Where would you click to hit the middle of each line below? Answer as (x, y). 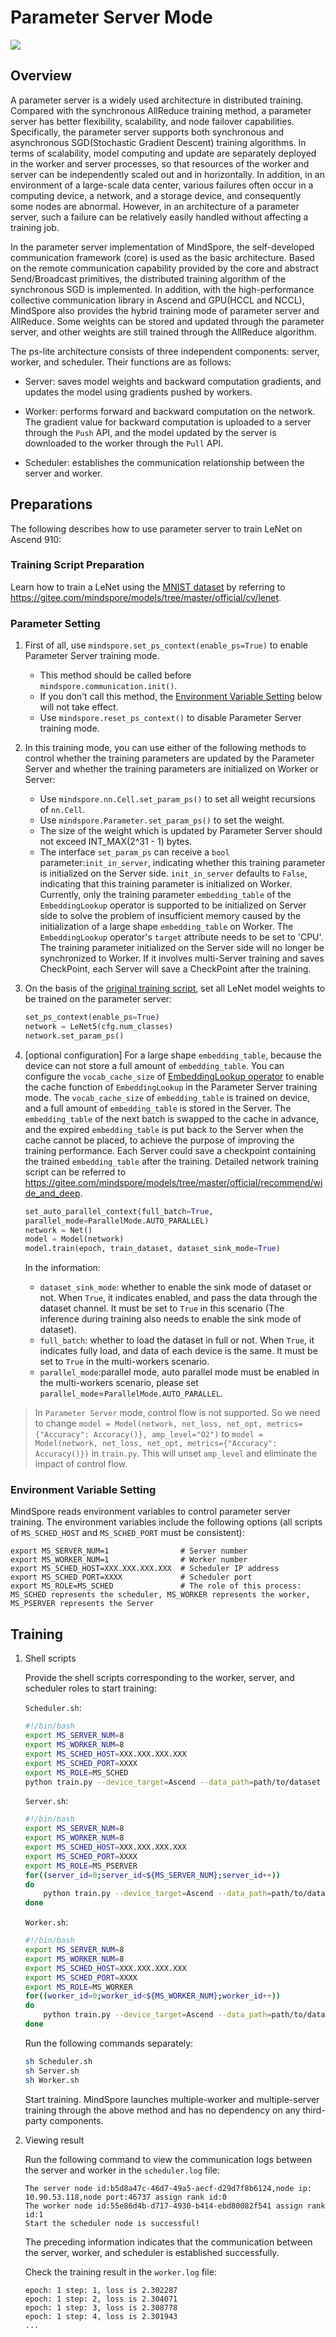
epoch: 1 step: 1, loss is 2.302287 (101, 2290)
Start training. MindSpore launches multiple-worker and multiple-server (172, 2099)
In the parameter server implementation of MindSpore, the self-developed (162, 247)
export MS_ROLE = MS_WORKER (78, 1987)
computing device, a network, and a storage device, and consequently (156, 195)
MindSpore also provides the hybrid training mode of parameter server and (165, 310)
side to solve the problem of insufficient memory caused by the (170, 916)
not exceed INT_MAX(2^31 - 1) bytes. (116, 842)
